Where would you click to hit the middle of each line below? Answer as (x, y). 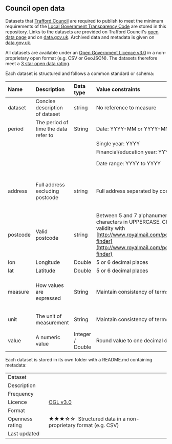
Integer (82, 334)
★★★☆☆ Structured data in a (87, 419)
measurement (52, 322)
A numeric (48, 337)
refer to (45, 135)
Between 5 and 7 (116, 215)
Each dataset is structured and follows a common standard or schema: (80, 73)
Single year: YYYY (118, 143)
